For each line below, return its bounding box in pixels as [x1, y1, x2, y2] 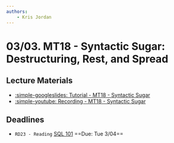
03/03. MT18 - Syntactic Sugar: [6, 40, 165, 53]
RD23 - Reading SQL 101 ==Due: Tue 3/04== [14, 131, 124, 138]
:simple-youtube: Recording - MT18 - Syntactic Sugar [14, 97, 146, 105]
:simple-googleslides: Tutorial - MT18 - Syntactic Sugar [14, 91, 150, 98]
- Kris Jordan [17, 14, 52, 20]
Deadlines [6, 115, 45, 125]
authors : [6, 8, 28, 15]
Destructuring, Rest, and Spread [6, 52, 169, 66]
